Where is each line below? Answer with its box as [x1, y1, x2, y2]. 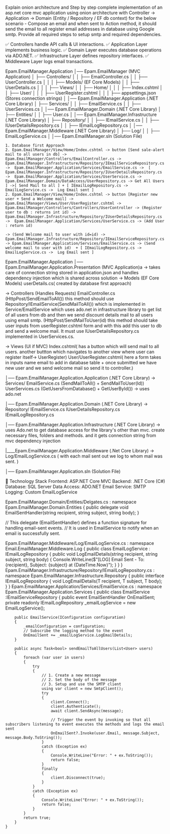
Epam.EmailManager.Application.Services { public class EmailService [5, 589, 150, 595]
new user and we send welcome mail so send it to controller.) [5, 365, 133, 371]
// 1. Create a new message [41, 673, 101, 678]
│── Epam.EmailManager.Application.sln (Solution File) [5, 468, 121, 474]
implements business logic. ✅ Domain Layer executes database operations [5, 47, 162, 53]
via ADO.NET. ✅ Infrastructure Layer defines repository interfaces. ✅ [5, 53, 149, 59]
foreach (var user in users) [23, 655, 85, 660]
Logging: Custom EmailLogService [5, 489, 78, 495]
